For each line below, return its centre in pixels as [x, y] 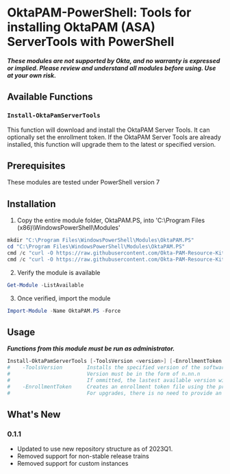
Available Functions [50, 97]
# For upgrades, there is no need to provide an [115, 393]
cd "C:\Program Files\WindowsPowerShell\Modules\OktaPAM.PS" [96, 247]
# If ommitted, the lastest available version [111, 380]
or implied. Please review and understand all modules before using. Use [112, 68]
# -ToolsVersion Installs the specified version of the [104, 368]
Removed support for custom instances [73, 464]
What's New [34, 414]
